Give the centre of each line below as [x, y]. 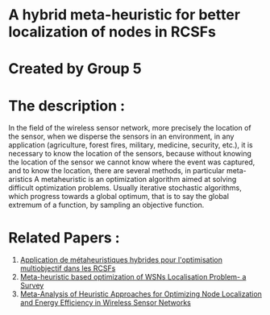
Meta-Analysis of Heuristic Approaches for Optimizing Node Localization [141, 294]
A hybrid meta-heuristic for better [124, 15]
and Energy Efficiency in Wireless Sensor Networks [106, 303]
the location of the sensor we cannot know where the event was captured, [132, 162]
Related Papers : [64, 237]
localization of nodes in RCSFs [112, 32]
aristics [21, 180]
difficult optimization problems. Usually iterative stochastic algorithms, [125, 188]
